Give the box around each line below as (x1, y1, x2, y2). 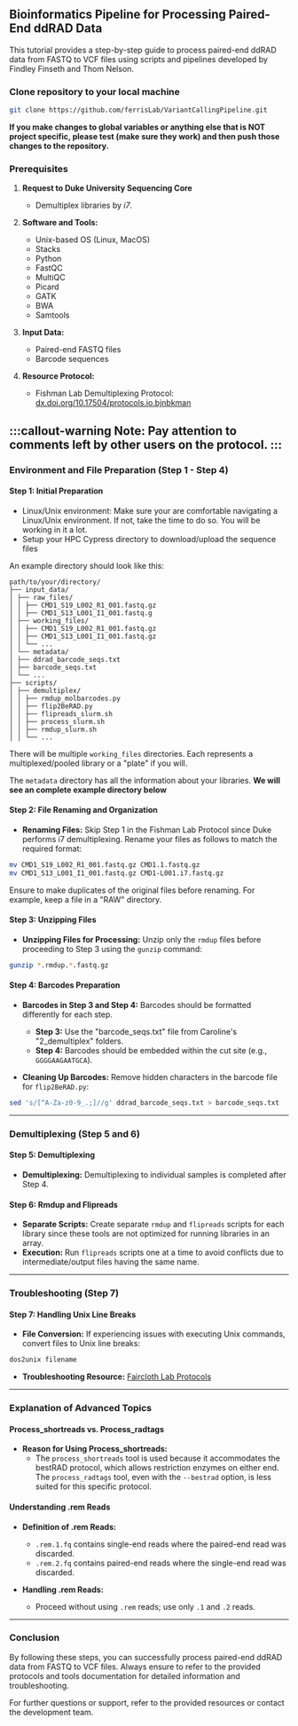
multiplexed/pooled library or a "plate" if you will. (9, 758, 188, 768)
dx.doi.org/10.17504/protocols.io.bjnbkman (35, 398, 192, 408)
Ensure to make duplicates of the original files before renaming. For (9, 885, 255, 895)
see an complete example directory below (9, 784, 167, 795)
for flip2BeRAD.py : (21, 1082, 90, 1092)
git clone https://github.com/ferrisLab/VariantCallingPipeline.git (9, 106, 268, 114)
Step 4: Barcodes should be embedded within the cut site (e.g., (35, 1045, 268, 1056)
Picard (35, 281, 59, 292)
